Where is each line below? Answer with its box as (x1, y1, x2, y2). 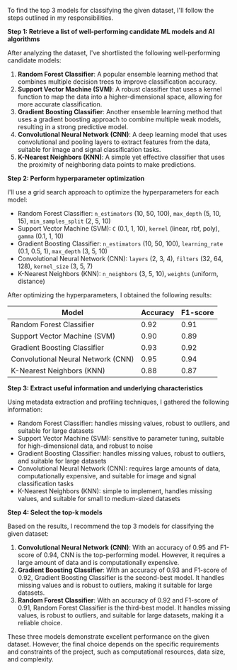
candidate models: (7, 56, 62, 65)
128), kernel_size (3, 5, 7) (17, 262, 93, 270)
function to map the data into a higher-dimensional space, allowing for (17, 92, 223, 101)
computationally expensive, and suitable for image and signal (17, 472, 197, 480)
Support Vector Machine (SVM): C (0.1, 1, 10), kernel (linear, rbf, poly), (17, 224, 220, 233)
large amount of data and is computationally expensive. (17, 559, 180, 566)
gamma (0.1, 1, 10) (17, 232, 64, 240)
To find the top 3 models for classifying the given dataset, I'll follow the (7, 6, 214, 14)
